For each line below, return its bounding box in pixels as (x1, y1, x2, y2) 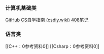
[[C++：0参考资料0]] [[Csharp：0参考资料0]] (5, 43, 100, 49)
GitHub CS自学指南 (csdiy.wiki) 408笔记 (5, 17, 89, 23)
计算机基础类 (5, 4, 37, 11)
